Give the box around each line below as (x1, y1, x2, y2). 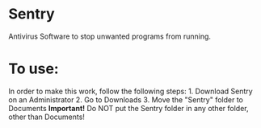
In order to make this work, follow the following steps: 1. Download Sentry (8, 86, 253, 96)
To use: (8, 60, 59, 78)
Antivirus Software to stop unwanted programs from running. (8, 31, 212, 41)
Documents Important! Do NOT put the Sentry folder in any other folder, (8, 103, 249, 113)
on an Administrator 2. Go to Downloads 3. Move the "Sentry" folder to (8, 94, 244, 105)
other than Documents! (8, 112, 85, 122)
